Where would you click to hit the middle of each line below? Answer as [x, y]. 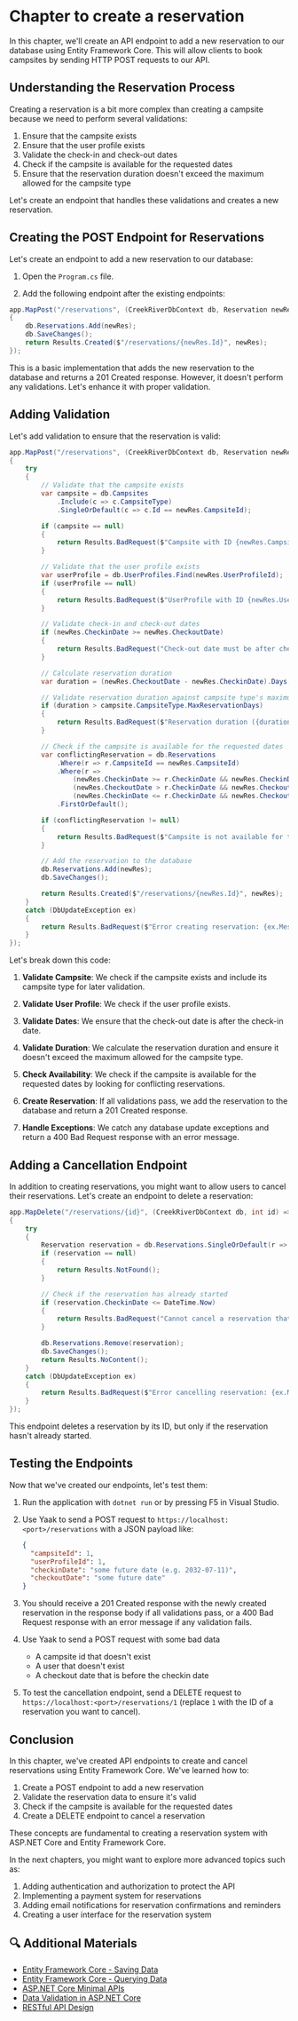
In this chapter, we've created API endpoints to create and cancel [129, 1761]
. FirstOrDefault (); [92, 804]
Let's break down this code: [60, 960]
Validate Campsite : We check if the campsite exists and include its [145, 978]
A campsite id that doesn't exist [93, 1657]
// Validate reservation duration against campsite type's [153, 697]
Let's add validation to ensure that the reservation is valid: [115, 436]
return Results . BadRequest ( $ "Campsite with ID [144, 543]
